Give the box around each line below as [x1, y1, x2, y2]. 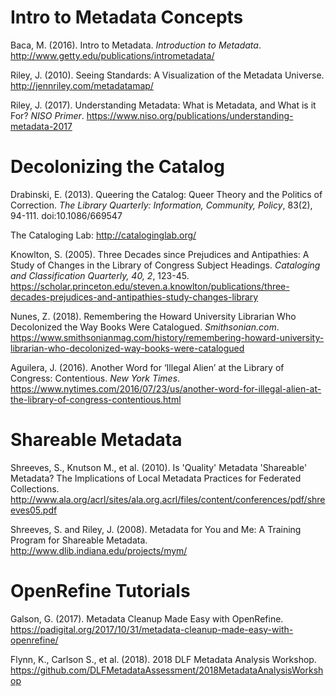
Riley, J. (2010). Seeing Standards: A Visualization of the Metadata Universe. [10, 69, 325, 81]
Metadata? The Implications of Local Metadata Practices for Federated [10, 472, 302, 484]
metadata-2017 [10, 120, 73, 132]
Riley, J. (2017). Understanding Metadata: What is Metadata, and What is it [10, 99, 317, 111]
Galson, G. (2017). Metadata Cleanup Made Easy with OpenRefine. [10, 612, 284, 625]
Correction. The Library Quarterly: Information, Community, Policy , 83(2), [10, 199, 313, 211]
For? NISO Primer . [10, 109, 85, 121]
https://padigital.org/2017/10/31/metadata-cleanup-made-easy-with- [10, 623, 294, 635]
